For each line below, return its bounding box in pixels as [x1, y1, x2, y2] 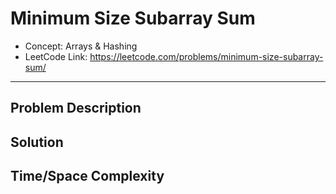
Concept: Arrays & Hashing [24, 40, 138, 52]
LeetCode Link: [24, 50, 88, 62]
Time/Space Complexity [10, 168, 165, 185]
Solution [10, 133, 64, 151]
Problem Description [10, 100, 142, 117]
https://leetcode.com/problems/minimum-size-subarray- [89, 50, 324, 62]
